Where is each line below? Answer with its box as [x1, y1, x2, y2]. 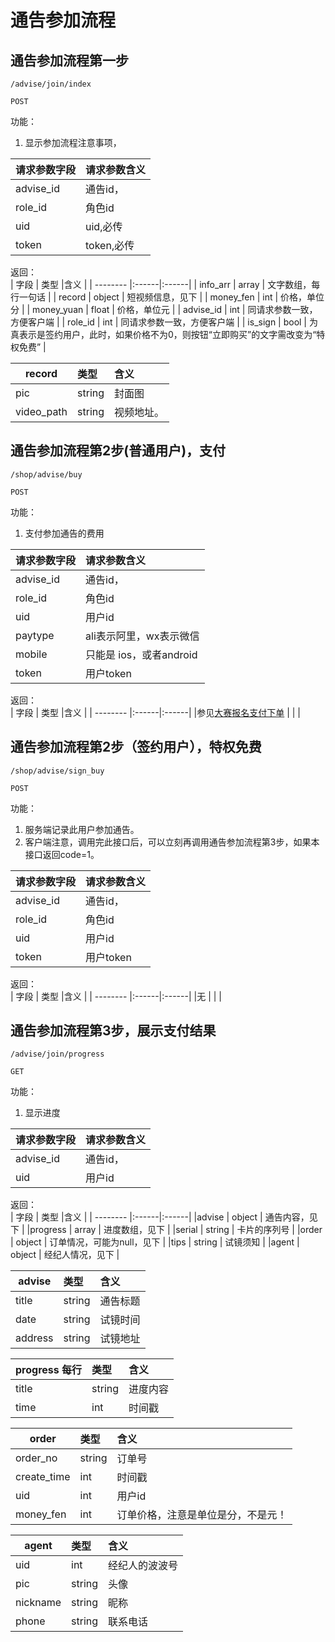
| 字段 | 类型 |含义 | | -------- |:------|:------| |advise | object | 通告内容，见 [10, 1211, 318, 1223]
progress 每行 [15, 1363, 83, 1377]
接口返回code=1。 [24, 848, 100, 860]
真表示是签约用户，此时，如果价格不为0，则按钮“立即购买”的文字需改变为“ [10, 329, 317, 340]
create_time [15, 1470, 71, 1484]
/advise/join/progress [10, 1049, 105, 1060]
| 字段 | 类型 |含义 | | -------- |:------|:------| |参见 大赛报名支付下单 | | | [10, 706, 301, 718]
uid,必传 [85, 220, 123, 233]
